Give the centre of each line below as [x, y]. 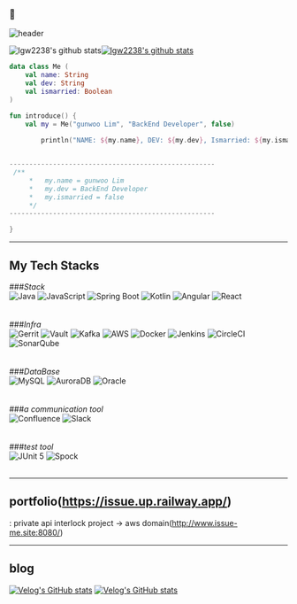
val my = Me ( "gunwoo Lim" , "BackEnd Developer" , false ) [130, 124]
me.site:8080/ [34, 532]
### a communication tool [56, 409]
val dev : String [55, 83]
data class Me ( [39, 67]
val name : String [57, 75]
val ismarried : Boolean [69, 91]
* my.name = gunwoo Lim [76, 181]
